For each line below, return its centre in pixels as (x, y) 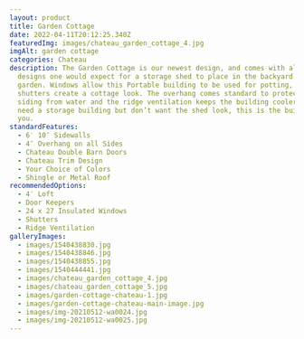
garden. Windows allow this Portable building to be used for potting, (156, 85)
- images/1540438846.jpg (64, 253)
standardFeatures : (44, 127)
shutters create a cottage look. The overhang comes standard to (143, 93)
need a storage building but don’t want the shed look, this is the (149, 110)
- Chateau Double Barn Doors (72, 152)
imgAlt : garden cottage (54, 52)
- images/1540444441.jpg (64, 270)
